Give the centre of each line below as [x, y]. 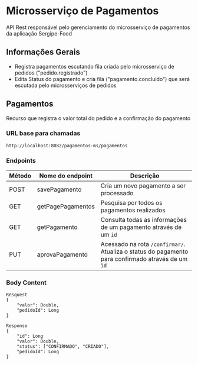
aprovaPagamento [62, 254]
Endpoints [21, 160]
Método [20, 176]
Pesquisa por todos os [131, 203]
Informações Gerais [43, 52]
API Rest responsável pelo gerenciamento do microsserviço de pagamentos [98, 27]
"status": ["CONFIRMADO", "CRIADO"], [63, 347]
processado [117, 193]
